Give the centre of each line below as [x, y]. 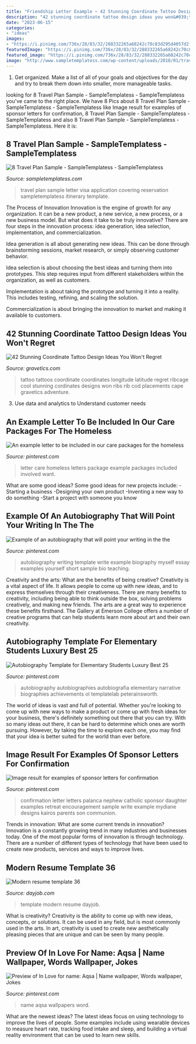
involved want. [38, 474]
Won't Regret [31, 343]
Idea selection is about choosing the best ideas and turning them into [89, 268]
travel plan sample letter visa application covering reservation [94, 190]
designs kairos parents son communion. [68, 813]
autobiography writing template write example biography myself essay [105, 562]
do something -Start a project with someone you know [71, 498]
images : [15, 39]
